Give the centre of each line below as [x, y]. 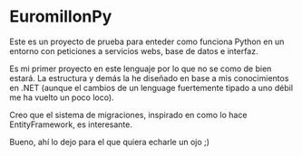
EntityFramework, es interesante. [71, 124]
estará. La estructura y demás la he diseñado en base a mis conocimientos [149, 78]
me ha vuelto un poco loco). [62, 97]
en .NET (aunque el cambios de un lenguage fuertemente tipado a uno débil [151, 87]
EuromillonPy [61, 17]
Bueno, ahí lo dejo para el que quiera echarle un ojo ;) [110, 142]
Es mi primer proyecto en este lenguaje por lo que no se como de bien [141, 69]
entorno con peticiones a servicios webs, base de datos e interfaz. [134, 50]
